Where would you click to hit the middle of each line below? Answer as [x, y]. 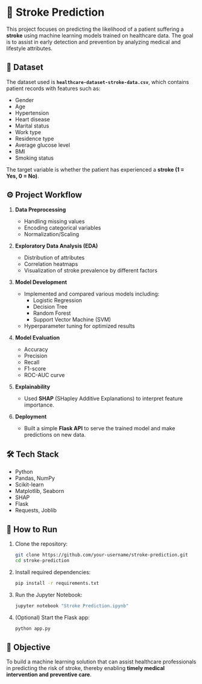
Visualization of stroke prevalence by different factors [91, 270]
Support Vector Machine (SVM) [72, 319]
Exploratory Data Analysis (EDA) [56, 246]
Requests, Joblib [36, 511]
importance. [39, 405]
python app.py [33, 628]
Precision [36, 355]
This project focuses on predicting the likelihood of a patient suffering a [95, 29]
